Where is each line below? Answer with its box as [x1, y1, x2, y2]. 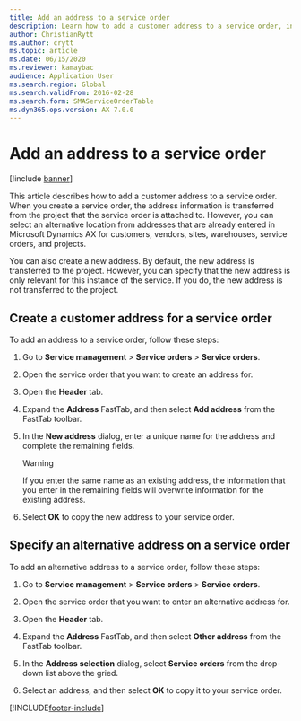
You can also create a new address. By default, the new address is [9, 256, 255, 267]
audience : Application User [9, 72, 115, 81]
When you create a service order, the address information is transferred [9, 200, 275, 211]
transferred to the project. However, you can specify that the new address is [9, 266, 291, 277]
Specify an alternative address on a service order [9, 538, 291, 553]
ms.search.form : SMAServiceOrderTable [9, 96, 154, 106]
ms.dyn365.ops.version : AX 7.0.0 [9, 105, 134, 114]
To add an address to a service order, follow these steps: [9, 334, 219, 345]
